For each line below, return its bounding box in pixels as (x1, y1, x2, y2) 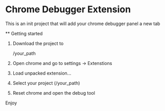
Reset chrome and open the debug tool (12, 90, 96, 96)
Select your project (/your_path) (12, 80, 80, 86)
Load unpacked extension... (12, 70, 72, 76)
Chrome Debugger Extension (5, 4, 131, 15)
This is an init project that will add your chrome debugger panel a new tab (5, 20, 160, 27)
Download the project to (12, 40, 64, 47)
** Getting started (5, 30, 43, 36)
